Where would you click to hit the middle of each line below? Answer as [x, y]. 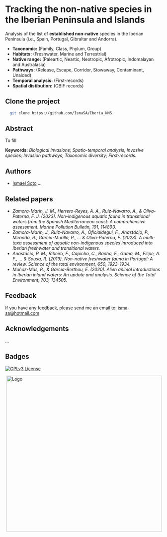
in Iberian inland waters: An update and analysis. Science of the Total [84, 275]
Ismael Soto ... [27, 183]
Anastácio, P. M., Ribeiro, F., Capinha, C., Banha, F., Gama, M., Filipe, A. [86, 254]
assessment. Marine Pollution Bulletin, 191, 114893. [64, 227]
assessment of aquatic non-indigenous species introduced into [88, 243]
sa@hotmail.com [22, 313]
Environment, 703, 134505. [40, 280]
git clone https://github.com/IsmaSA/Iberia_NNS [61, 113]
